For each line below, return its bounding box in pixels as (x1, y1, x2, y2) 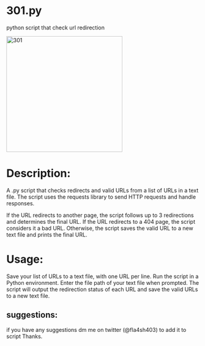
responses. (6, 199, 35, 207)
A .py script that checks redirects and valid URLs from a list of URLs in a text (6, 186, 199, 194)
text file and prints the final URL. (6, 230, 88, 238)
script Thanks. (6, 333, 43, 340)
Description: (6, 166, 71, 180)
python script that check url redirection (6, 24, 105, 31)
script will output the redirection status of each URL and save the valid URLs (6, 285, 198, 293)
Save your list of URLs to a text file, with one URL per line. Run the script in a (6, 273, 199, 280)
